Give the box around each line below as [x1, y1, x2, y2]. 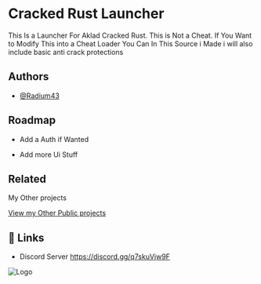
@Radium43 [19, 91, 60, 100]
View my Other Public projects [8, 209, 107, 218]
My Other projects [8, 193, 67, 202]
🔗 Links [8, 231, 45, 244]
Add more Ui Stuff [19, 150, 78, 159]
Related [8, 172, 47, 185]
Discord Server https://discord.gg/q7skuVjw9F [19, 252, 171, 261]
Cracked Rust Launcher [8, 5, 165, 23]
